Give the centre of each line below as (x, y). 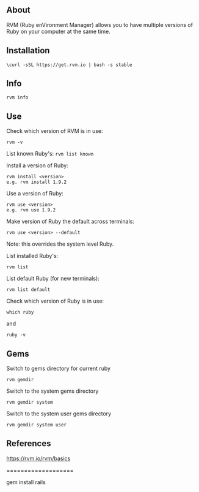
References (29, 444)
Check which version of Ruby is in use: (55, 301)
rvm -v (15, 142)
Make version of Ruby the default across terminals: (70, 221)
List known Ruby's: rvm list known (50, 154)
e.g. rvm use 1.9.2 (31, 210)
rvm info (17, 97)
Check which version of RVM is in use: (55, 131)
